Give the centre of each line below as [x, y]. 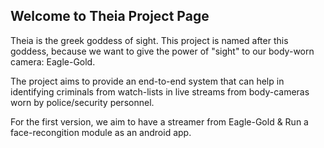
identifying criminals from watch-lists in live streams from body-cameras [160, 91]
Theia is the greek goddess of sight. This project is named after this [149, 40]
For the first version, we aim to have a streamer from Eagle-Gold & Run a [159, 121]
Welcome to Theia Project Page [110, 16]
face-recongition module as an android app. [101, 132]
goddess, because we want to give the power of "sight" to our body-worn [162, 51]
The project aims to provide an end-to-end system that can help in [147, 81]
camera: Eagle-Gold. [53, 61]
